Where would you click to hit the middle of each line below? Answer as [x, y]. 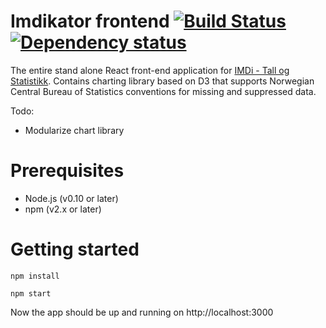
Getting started [75, 249]
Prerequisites [67, 171]
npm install [35, 276]
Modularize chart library [74, 130]
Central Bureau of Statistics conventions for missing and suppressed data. [163, 91]
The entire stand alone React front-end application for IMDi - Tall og [150, 70]
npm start [31, 293]
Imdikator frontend [90, 21]
